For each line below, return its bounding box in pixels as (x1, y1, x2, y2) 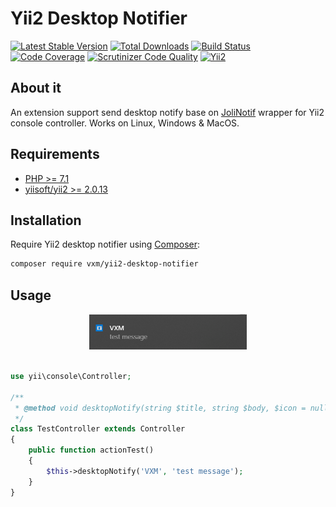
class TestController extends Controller (10, 424, 186, 434)
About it (10, 80, 62, 97)
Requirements (10, 146, 100, 163)
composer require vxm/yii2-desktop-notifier (10, 259, 199, 269)
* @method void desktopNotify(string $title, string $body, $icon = (14, 403, 307, 413)
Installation (10, 212, 82, 229)
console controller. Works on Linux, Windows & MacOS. (10, 117, 240, 129)
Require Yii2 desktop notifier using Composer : (10, 238, 201, 251)
